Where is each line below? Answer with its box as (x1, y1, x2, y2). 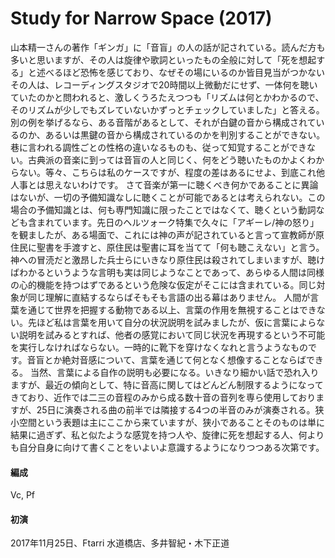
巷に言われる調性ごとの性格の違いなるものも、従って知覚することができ (10, 141, 308, 153)
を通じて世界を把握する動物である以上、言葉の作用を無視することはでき (18, 303, 317, 316)
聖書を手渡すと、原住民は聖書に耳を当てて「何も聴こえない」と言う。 (36, 241, 325, 253)
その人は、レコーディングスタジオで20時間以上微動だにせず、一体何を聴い (10, 78, 318, 91)
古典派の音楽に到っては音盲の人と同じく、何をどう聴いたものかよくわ (27, 153, 317, 166)
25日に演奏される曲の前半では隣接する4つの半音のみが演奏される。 (36, 403, 316, 416)
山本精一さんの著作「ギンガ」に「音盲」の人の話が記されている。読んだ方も (10, 41, 326, 53)
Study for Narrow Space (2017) (10, 7, 273, 30)
